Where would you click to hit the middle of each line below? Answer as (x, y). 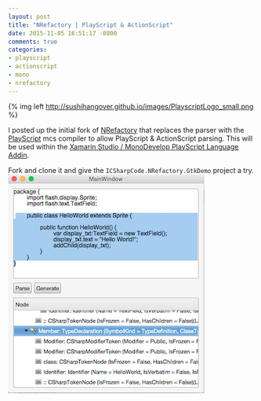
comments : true (33, 42)
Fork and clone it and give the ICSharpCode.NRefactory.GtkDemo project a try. (131, 170)
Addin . (19, 155)
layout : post (29, 17)
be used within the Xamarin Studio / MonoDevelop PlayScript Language (123, 146)
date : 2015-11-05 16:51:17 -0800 (63, 33)
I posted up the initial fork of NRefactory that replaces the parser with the (126, 130)
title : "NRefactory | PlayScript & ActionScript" (91, 25)
